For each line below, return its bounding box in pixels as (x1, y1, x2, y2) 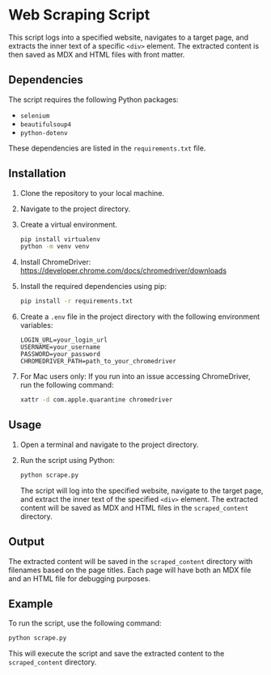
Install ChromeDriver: (19, 257, 91, 267)
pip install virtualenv (19, 235, 101, 244)
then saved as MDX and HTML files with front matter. (8, 49, 185, 59)
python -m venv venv (19, 243, 90, 251)
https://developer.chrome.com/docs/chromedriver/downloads (19, 265, 227, 276)
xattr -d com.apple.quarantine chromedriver (19, 396, 173, 404)
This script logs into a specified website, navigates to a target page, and (8, 32, 249, 42)
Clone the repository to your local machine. (19, 188, 164, 197)
